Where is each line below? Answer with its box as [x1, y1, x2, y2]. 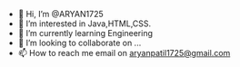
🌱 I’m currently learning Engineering [17, 28, 153, 38]
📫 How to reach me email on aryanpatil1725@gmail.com [17, 48, 231, 58]
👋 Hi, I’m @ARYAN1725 [17, 9, 104, 19]
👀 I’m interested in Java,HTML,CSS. [17, 18, 152, 29]
